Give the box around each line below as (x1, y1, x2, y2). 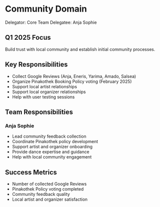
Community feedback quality (12, 191, 70, 197)
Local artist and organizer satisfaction (12, 196, 88, 202)
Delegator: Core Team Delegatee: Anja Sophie (5, 19, 97, 25)
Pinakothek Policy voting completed (12, 186, 84, 192)
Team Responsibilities (5, 108, 73, 116)
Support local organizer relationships (12, 89, 86, 95)
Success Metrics (5, 168, 57, 176)
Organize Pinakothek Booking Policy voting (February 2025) (12, 79, 132, 84)
